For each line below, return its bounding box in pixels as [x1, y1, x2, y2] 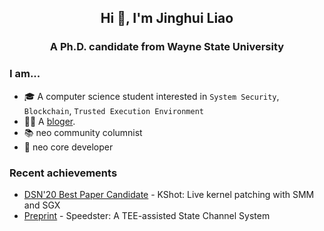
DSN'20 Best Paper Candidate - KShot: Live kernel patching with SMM [23, 188, 315, 200]
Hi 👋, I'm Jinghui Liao [100, 10, 234, 27]
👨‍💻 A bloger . [23, 115, 76, 127]
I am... [9, 67, 41, 81]
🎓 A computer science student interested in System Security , [23, 90, 280, 102]
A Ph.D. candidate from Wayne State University [49, 40, 285, 54]
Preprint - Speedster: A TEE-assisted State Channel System [23, 209, 271, 221]
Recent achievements [9, 166, 118, 180]
